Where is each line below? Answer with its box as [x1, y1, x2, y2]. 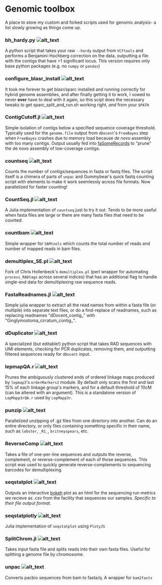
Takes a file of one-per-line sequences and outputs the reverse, [5, 451, 132, 457]
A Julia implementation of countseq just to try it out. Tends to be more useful [5, 207, 157, 213]
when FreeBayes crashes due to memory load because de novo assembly [5, 135, 151, 141]
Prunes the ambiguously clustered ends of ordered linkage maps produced [5, 374, 155, 380]
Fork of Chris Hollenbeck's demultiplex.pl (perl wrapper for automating [5, 269, 148, 275]
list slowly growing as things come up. [5, 24, 81, 30]
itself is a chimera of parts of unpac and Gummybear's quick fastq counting [5, 174, 154, 180]
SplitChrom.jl [5, 536, 37, 542]
